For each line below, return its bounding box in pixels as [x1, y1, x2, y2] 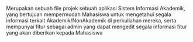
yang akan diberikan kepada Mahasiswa [6, 29, 103, 36]
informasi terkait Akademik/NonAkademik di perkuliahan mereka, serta [6, 17, 177, 24]
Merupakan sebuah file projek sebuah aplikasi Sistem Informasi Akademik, [6, 5, 185, 12]
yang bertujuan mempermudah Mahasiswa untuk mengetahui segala [6, 11, 171, 18]
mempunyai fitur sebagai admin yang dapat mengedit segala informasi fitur [6, 23, 187, 30]
